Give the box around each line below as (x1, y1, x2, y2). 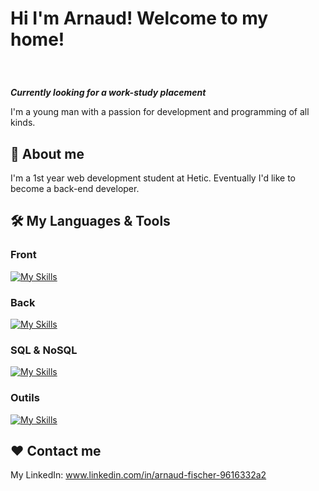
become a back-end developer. (10, 183, 140, 194)
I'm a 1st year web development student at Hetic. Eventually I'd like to (10, 172, 297, 184)
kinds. (10, 117, 36, 129)
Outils (10, 391, 40, 405)
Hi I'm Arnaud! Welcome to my (10, 7, 269, 30)
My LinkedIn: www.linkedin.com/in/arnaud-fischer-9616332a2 (10, 469, 267, 481)
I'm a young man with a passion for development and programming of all (10, 106, 310, 118)
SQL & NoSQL (10, 343, 78, 357)
